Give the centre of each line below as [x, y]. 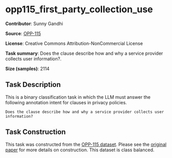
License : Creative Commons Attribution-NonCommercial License [74, 43]
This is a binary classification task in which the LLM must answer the [78, 97]
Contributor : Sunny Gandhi [34, 24]
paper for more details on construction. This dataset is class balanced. [80, 150]
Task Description [33, 85]
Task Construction [35, 132]
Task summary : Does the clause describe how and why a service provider [84, 53]
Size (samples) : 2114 [27, 69]
